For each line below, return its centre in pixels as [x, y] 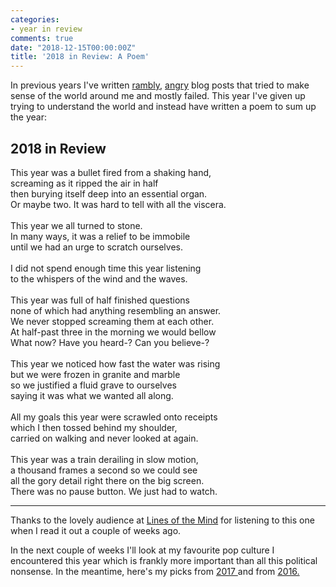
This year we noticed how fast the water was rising [115, 363]
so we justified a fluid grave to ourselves [93, 385]
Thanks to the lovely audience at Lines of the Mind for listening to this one [162, 520]
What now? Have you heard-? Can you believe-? [110, 342]
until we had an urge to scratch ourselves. [96, 247]
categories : [35, 19]
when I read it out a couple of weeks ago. [96, 530]
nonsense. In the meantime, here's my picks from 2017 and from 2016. [155, 571]
